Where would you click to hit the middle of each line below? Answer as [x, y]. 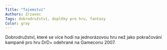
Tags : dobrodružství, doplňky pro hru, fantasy [56, 19]
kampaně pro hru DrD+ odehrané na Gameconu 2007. [61, 43]
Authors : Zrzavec [23, 14]
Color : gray [17, 23]
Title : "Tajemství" [25, 10]
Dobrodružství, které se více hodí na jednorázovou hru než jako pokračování [83, 37]
